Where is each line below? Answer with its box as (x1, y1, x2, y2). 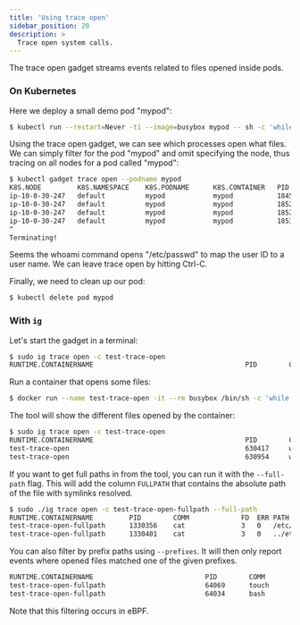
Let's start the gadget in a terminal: (9, 334, 138, 345)
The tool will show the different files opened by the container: (9, 410, 236, 421)
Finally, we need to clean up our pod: (9, 276, 146, 287)
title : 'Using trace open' (9, 13, 110, 22)
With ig (9, 315, 43, 327)
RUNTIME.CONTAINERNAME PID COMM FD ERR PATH (9, 513, 290, 522)
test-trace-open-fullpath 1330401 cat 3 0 (9, 529, 262, 539)
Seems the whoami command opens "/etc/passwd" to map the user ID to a (9, 249, 285, 260)
